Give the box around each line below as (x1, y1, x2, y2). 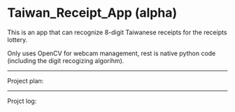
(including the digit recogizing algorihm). (7, 56, 124, 64)
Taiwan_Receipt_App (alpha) (7, 5, 178, 21)
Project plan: (7, 76, 44, 85)
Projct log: (7, 97, 37, 105)
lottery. (7, 35, 28, 43)
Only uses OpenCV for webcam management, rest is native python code (7, 49, 216, 57)
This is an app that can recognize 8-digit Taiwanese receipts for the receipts (7, 28, 227, 36)
